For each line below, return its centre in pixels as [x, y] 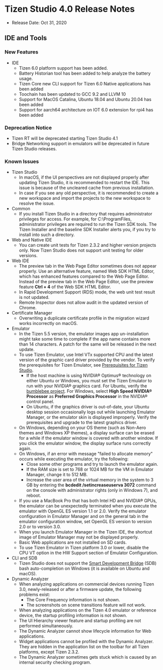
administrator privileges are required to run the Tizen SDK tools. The [88, 224]
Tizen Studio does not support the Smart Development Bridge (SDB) [88, 563]
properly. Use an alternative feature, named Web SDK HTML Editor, [87, 271]
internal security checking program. [55, 662]
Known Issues [22, 161]
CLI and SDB [24, 558]
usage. [26, 78]
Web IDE [20, 261]
